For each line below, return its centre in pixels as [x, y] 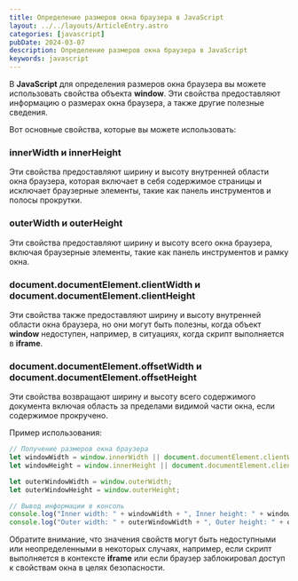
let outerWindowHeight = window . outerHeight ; [94, 489]
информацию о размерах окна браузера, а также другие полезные [137, 103]
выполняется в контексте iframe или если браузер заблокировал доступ [147, 558]
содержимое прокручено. [59, 416]
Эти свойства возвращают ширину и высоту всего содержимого [133, 397]
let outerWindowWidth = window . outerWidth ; [91, 482]
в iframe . [26, 343]
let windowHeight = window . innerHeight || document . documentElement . [141, 466]
